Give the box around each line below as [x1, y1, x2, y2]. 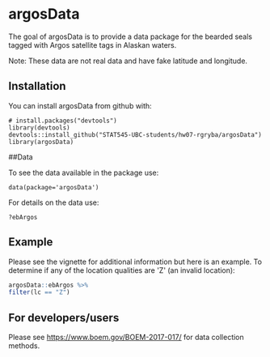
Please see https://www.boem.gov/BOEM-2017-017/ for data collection [8, 333, 244, 342]
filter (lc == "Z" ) [8, 288, 70, 296]
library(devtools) [8, 123, 70, 132]
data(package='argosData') [8, 183, 99, 191]
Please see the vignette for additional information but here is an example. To [8, 257, 263, 266]
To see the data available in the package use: [8, 168, 159, 177]
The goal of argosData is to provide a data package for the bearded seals [8, 32, 253, 41]
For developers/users [8, 311, 120, 325]
